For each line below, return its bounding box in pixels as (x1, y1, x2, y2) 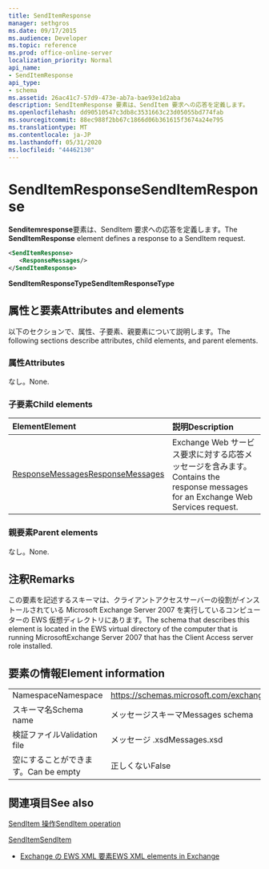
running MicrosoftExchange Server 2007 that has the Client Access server (8, 633, 254, 642)
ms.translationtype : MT (8, 123, 88, 131)
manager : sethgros (8, 19, 70, 27)
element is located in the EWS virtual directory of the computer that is (8, 624, 239, 634)
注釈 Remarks (8, 573, 75, 586)
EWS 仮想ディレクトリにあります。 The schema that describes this (30, 615, 250, 625)
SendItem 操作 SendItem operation (8, 819, 122, 829)
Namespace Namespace (12, 690, 103, 701)
